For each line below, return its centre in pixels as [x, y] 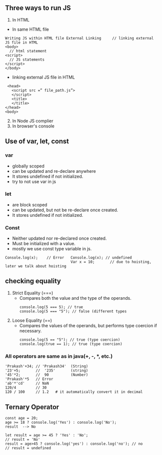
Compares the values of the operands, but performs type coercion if [88, 325]
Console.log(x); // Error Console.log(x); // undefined [69, 258]
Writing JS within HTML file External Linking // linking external [79, 38]
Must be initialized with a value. [44, 244]
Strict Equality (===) [33, 293]
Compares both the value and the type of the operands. [75, 298]
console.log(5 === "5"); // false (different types [73, 311]
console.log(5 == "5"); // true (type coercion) [70, 340]
